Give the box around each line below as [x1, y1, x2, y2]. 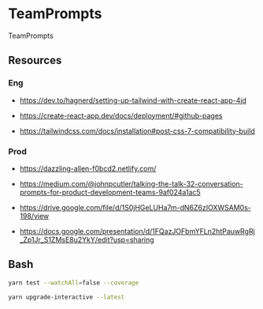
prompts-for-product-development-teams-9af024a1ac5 [19, 187, 201, 197]
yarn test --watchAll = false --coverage [8, 278, 139, 287]
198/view [19, 211, 50, 220]
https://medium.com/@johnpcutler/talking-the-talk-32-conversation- [19, 179, 244, 188]
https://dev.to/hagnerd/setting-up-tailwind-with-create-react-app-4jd [19, 96, 246, 105]
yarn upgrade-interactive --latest [8, 293, 125, 301]
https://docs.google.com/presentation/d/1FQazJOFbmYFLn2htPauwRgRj [19, 226, 256, 236]
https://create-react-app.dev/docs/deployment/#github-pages [19, 111, 223, 120]
